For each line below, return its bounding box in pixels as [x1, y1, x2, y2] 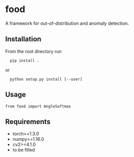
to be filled [12, 147, 35, 153]
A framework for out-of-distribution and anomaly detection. [5, 20, 129, 26]
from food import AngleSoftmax [5, 103, 71, 109]
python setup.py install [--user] [10, 77, 82, 82]
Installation [5, 35, 41, 43]
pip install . [10, 58, 39, 63]
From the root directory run [5, 48, 62, 54]
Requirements [5, 117, 51, 126]
